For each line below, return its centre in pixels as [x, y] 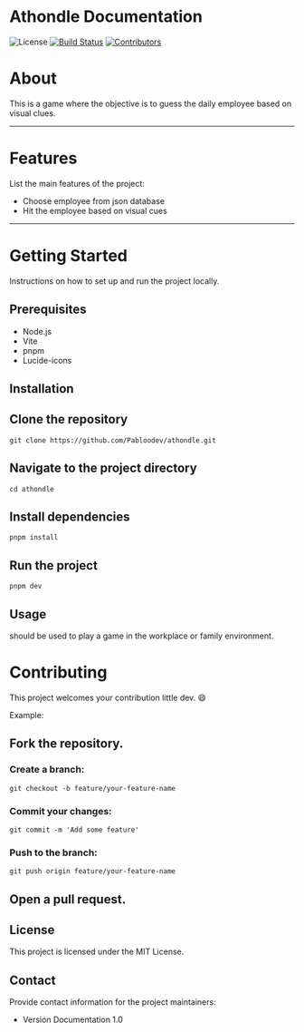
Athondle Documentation [106, 17]
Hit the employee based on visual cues [95, 210]
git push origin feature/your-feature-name [93, 871]
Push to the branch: [53, 852]
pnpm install [34, 538]
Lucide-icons [47, 360]
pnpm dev [26, 587]
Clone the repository [69, 419]
